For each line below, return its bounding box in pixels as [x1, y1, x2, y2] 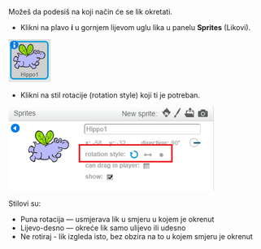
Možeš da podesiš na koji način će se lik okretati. [8, 7, 173, 16]
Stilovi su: [8, 199, 41, 208]
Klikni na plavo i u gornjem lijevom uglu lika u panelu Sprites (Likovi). [20, 23, 251, 32]
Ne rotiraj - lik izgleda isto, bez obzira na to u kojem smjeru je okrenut [20, 232, 254, 241]
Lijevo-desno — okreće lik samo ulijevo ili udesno [20, 223, 186, 233]
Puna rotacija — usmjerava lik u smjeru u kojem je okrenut [20, 215, 215, 224]
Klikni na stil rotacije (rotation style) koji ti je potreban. [20, 90, 201, 100]
